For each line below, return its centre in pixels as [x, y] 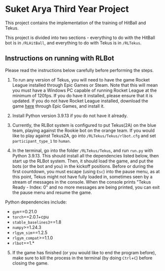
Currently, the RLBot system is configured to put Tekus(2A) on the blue [84, 125]
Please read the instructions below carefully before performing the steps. [80, 70]
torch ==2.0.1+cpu [31, 217]
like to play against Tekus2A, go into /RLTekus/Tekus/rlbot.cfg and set [84, 135]
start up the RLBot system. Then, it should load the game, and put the [83, 161]
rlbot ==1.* [23, 243]
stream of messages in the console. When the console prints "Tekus [82, 182]
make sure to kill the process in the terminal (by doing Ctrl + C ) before [82, 258]
